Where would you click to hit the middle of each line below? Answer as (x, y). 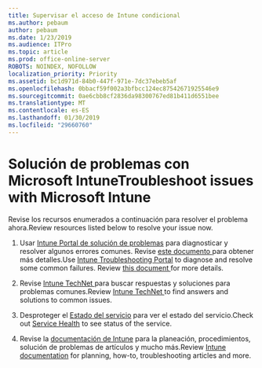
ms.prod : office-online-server (59, 60)
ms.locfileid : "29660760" (50, 125)
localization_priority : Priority (63, 74)
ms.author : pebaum (38, 23)
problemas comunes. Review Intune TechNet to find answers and (124, 291)
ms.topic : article (38, 52)
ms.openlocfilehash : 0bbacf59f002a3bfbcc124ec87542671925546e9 (114, 88)
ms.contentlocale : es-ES (49, 111)
